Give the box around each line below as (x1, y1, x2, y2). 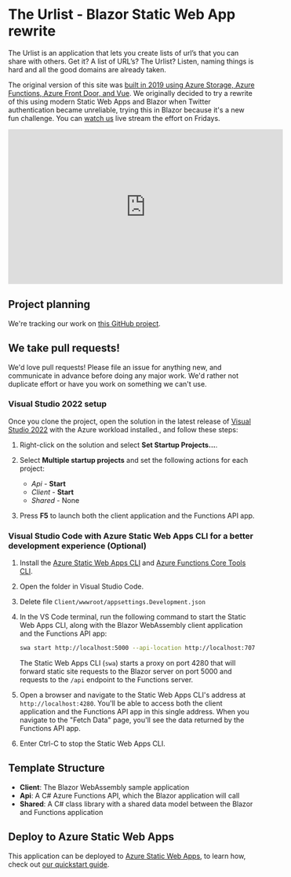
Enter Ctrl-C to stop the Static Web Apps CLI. (19, 739, 166, 748)
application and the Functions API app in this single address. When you (19, 707, 249, 717)
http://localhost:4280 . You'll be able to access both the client (19, 699, 223, 708)
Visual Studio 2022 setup (8, 398, 107, 409)
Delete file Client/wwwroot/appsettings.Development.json (19, 597, 206, 607)
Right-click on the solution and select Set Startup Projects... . (19, 440, 218, 450)
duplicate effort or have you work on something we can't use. (8, 379, 207, 388)
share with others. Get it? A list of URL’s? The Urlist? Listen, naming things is (8, 57, 254, 66)
